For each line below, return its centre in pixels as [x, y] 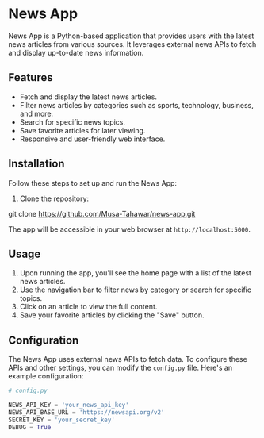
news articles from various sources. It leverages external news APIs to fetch [132, 44]
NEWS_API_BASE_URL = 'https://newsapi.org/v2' [86, 412]
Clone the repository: [54, 198]
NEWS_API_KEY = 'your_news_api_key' [69, 405]
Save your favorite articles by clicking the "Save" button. [112, 315]
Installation [36, 164]
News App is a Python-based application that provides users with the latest [131, 36]
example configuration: [46, 376]
